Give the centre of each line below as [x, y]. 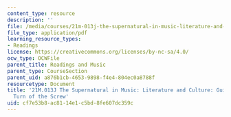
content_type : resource [41, 13]
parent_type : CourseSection [47, 71]
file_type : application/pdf [47, 33]
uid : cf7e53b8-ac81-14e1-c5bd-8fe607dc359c [70, 103]
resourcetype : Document [41, 84]
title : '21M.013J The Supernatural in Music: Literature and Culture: [110, 90]
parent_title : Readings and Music [57, 65]
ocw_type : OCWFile [33, 58]
